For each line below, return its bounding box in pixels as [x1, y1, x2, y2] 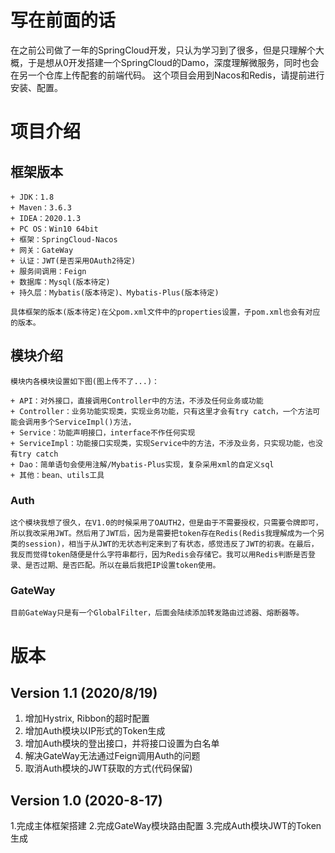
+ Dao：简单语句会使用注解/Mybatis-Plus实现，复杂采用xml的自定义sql [10, 459, 275, 470]
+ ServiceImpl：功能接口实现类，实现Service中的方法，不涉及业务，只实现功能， [10, 438, 309, 448]
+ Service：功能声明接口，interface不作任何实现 [10, 427, 196, 438]
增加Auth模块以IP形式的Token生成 [24, 725, 166, 737]
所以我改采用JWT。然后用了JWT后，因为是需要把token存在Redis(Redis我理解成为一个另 [10, 529, 325, 539]
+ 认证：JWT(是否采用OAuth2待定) [10, 256, 137, 266]
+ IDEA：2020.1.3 [10, 213, 82, 223]
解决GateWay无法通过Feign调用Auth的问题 [24, 750, 201, 762]
